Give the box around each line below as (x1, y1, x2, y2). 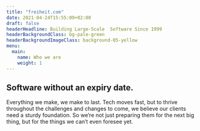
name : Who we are (17, 54, 62, 60)
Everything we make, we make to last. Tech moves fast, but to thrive (6, 99, 178, 106)
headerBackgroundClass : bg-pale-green (6, 32, 105, 38)
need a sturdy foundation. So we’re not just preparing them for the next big (6, 112, 195, 119)
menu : (6, 43, 20, 49)
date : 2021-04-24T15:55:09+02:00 (6, 15, 91, 21)
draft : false (6, 20, 40, 26)
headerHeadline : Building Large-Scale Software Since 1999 (6, 26, 163, 32)
